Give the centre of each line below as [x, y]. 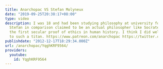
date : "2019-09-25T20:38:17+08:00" [41, 14]
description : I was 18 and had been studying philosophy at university [79, 23]
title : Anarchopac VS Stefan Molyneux [44, 9]
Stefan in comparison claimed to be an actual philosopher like [76, 28]
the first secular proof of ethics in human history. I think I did [80, 32]
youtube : [18, 55]
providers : [16, 50]
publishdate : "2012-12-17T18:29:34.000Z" [48, 41]
